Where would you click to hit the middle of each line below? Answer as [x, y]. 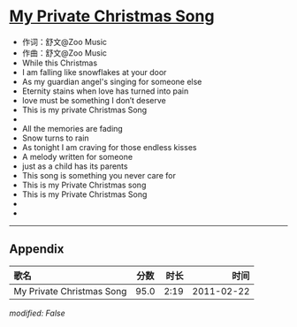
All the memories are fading [72, 128]
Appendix [37, 249]
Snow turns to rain [56, 138]
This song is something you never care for [99, 175]
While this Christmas [60, 63]
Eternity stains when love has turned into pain [105, 91]
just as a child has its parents [75, 166]
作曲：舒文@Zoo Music [65, 53]
